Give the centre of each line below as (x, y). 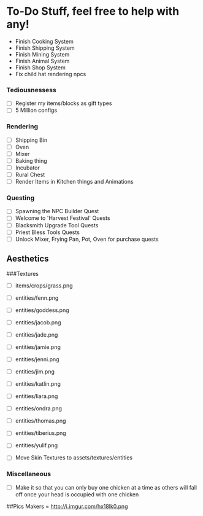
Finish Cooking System (44, 41)
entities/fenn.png (37, 298)
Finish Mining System (42, 54)
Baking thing (31, 160)
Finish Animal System (42, 61)
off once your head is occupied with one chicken (77, 494)
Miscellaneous (29, 474)
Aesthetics (28, 259)
